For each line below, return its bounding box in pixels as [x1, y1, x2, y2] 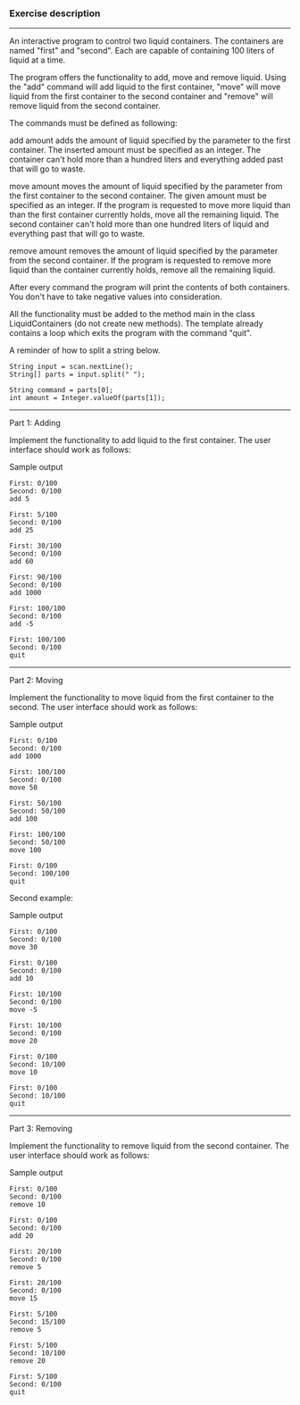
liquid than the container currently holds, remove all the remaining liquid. [9, 264, 276, 275]
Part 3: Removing [9, 1124, 73, 1134]
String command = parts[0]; [9, 386, 114, 395]
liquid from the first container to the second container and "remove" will [9, 91, 274, 102]
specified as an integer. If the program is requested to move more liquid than [9, 200, 291, 211]
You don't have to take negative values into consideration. [9, 291, 223, 302]
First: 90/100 [9, 573, 62, 582]
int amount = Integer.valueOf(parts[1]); [9, 394, 166, 403]
